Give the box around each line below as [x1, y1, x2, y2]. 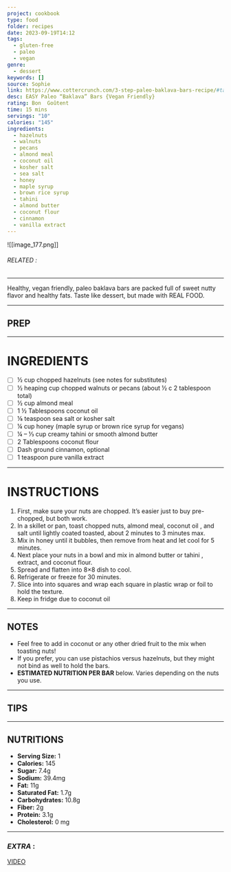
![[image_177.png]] [7, 240, 59, 249]
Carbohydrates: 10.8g [16, 796, 80, 804]
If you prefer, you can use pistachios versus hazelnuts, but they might [16, 654, 214, 662]
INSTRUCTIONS [7, 484, 100, 500]
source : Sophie [7, 81, 51, 87]
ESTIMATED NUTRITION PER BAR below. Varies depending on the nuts [16, 669, 219, 677]
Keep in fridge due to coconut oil [16, 595, 111, 603]
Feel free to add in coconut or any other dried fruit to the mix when [16, 639, 206, 647]
